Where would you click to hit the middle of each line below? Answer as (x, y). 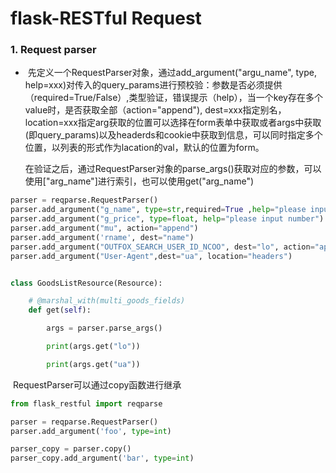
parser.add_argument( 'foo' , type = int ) (91, 431)
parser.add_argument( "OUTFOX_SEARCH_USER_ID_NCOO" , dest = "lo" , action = (162, 247)
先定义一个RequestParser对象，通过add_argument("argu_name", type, (172, 73)
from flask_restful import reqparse (86, 403)
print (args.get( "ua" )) (93, 364)
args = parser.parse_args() (104, 328)
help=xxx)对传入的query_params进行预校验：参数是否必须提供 (153, 85)
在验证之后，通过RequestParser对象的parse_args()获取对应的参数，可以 (173, 169)
